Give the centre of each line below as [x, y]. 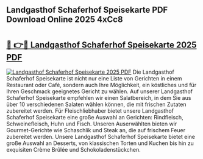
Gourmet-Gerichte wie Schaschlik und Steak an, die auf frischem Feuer [96, 130]
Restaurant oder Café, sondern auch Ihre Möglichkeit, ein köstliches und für [101, 85]
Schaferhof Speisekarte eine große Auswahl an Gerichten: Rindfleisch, [95, 117]
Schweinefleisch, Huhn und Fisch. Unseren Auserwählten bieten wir [92, 124]
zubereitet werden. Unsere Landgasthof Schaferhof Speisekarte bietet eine [101, 137]
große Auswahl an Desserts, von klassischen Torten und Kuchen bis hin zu [100, 143]
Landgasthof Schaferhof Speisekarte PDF [87, 10]
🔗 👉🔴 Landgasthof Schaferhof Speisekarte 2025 [101, 45]
